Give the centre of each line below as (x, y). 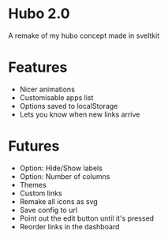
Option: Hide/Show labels (61, 168)
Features (38, 67)
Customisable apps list (56, 97)
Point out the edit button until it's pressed (87, 218)
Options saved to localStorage (69, 106)
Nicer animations (47, 89)
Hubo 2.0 (39, 14)
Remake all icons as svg (59, 201)
